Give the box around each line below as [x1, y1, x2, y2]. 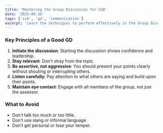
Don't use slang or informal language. [12, 117, 87, 123]
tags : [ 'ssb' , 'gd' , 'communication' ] [5, 16, 83, 21]
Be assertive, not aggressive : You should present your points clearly [12, 63, 150, 69]
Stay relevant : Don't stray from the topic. [12, 58, 95, 64]
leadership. [12, 53, 35, 59]
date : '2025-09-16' [5, 12, 45, 17]
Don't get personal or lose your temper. [12, 122, 91, 128]
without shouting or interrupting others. [12, 68, 91, 74]
